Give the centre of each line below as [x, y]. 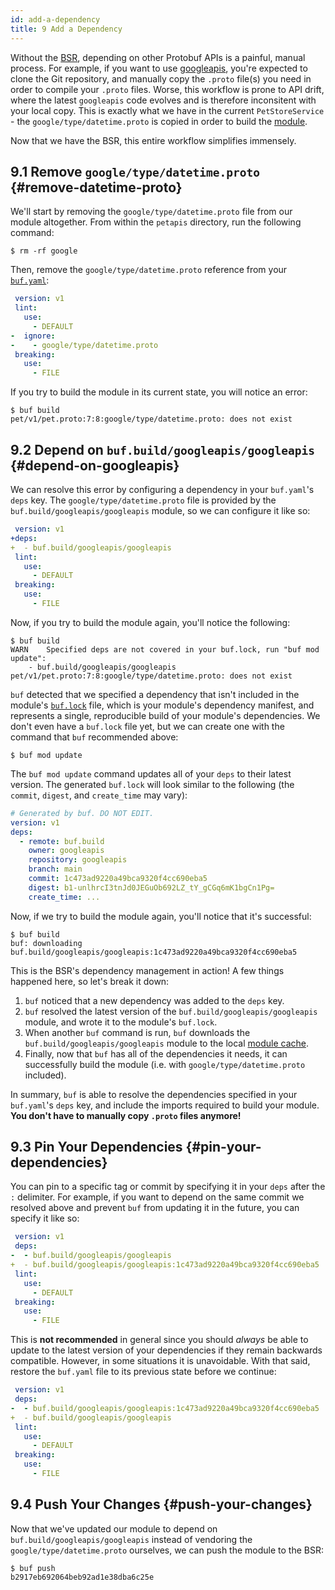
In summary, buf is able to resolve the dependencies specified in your [154, 1094]
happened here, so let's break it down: [90, 981]
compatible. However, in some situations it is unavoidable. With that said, [160, 1361]
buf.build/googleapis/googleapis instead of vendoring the [131, 1539]
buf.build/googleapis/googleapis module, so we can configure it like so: [160, 510]
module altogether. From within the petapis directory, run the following [156, 222]
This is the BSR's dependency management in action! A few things [147, 970]
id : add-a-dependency [55, 19]
